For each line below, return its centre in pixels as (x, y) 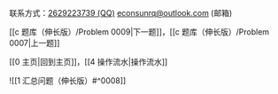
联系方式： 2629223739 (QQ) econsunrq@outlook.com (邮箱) (121, 13)
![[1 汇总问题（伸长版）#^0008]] (68, 81)
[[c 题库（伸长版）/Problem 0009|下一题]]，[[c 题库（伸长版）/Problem (139, 32)
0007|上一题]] (35, 43)
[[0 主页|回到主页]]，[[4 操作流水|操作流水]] (89, 62)
